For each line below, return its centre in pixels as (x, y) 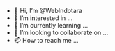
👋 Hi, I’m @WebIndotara (48, 11)
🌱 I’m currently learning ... (51, 25)
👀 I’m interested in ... (43, 18)
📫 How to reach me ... (46, 40)
